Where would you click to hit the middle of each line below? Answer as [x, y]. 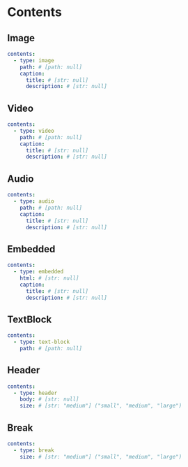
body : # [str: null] [49, 399]
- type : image [34, 60]
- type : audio [34, 201]
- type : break [34, 450]
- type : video [34, 131]
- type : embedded [39, 272]
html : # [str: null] [49, 278]
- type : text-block [42, 342]
